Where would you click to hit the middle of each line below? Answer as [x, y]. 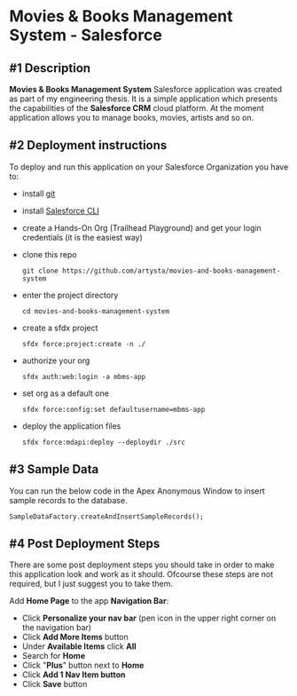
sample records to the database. [68, 500]
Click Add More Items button [75, 637]
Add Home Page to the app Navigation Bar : [89, 601]
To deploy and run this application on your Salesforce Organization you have [149, 167]
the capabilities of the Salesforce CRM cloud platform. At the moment [137, 108]
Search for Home [54, 656]
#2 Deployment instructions [88, 145]
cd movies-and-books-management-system [96, 311]
